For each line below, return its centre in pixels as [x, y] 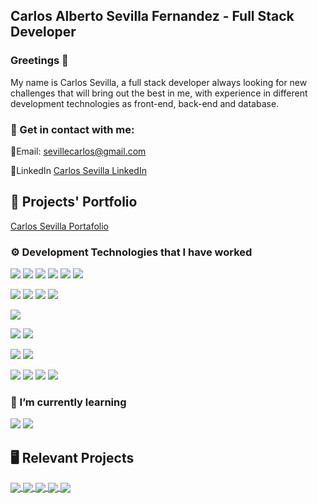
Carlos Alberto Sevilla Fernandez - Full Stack [152, 16]
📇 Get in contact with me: [72, 129]
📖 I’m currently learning [68, 402]
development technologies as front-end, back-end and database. [145, 103]
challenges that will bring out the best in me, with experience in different [159, 93]
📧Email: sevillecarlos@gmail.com [78, 151]
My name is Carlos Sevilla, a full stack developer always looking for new [159, 82]
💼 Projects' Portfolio [74, 202]
